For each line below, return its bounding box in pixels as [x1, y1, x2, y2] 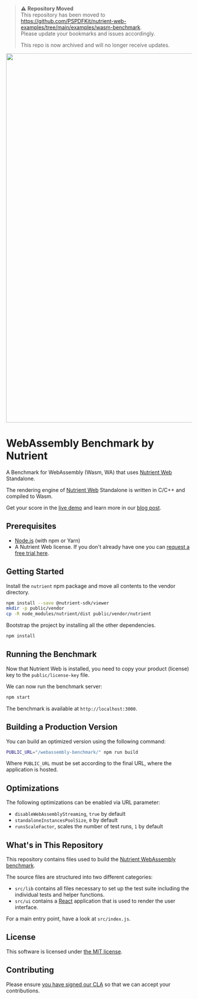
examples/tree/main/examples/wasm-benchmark [20, 24, 140, 31]
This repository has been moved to [20, 11, 105, 18]
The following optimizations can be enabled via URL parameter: [6, 799, 160, 806]
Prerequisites [6, 521, 57, 531]
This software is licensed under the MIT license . [6, 948, 123, 955]
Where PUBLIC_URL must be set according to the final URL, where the [6, 760, 172, 767]
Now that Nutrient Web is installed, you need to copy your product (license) [6, 665, 190, 672]
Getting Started [6, 567, 64, 577]
